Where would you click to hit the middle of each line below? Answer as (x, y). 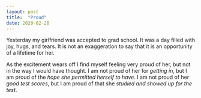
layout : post (22, 12)
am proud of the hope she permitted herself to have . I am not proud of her (98, 77)
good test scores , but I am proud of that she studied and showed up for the (99, 84)
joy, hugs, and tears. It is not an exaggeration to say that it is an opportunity (100, 46)
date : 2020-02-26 (28, 23)
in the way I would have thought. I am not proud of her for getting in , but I (97, 71)
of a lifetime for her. (31, 53)
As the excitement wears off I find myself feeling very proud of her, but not (98, 64)
